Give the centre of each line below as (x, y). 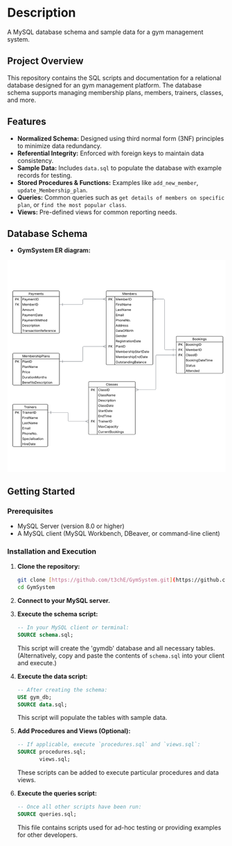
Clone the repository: (48, 567)
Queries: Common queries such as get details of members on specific (121, 197)
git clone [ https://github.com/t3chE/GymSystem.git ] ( (96, 580)
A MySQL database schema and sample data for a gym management (105, 32)
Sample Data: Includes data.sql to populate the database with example (119, 168)
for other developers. (47, 835)
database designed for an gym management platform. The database (105, 85)
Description (42, 13)
